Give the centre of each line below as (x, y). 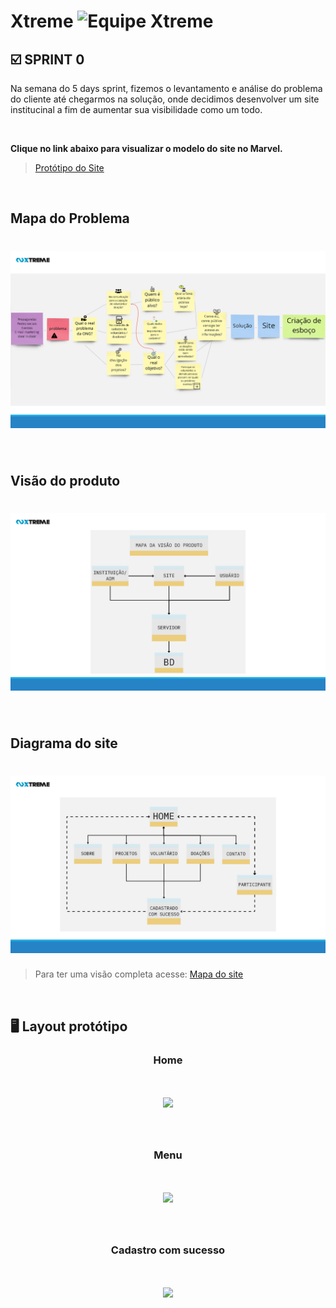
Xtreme (42, 21)
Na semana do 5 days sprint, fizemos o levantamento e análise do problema (166, 88)
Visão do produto (65, 481)
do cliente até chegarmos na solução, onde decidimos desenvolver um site (165, 99)
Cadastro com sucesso (168, 1250)
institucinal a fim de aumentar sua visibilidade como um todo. (136, 109)
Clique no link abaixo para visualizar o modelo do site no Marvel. (146, 148)
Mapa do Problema (70, 218)
